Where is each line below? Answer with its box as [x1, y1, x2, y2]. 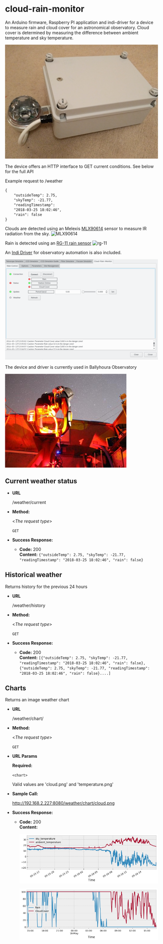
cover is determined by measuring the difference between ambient [5, 30, 139, 35]
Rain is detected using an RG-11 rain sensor [5, 240, 92, 246]
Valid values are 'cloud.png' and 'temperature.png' [12, 781, 114, 787]
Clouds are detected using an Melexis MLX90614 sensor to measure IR [5, 226, 147, 231]
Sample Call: [12, 791, 38, 797]
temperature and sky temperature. [5, 35, 74, 41]
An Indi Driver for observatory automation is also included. [5, 250, 122, 256]
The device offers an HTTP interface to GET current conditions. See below [5, 163, 154, 169]
